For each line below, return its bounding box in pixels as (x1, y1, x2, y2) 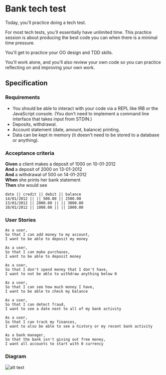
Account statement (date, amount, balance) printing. (12, 126, 120, 132)
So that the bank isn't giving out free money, (5, 337, 106, 342)
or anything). (12, 137, 39, 143)
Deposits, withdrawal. (12, 121, 57, 127)
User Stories (5, 216, 36, 223)
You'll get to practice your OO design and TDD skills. (5, 49, 113, 55)
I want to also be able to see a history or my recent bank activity (5, 324, 153, 329)
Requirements (5, 94, 40, 101)
